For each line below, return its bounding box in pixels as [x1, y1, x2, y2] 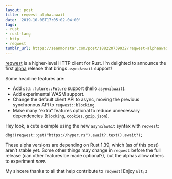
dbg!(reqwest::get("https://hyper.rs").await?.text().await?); [5, 132, 143, 138]
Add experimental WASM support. [12, 91, 85, 97]
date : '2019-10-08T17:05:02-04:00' [5, 17, 81, 22]
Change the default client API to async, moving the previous [12, 96, 140, 102]
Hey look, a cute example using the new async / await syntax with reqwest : [5, 122, 160, 129]
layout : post [5, 7, 33, 13]
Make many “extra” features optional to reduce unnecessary [12, 107, 140, 113]
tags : [5, 22, 17, 27]
